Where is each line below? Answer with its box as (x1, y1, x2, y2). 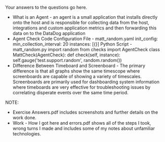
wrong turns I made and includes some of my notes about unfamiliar (12, 125, 155, 131)
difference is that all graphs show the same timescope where (12, 68, 140, 74)
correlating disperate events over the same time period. (12, 90, 129, 95)
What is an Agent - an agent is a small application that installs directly (12, 14, 158, 20)
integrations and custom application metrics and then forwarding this (12, 25, 157, 31)
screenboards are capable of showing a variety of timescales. (12, 74, 142, 79)
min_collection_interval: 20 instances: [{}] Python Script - (12, 41, 133, 47)
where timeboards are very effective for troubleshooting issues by (12, 84, 151, 90)
